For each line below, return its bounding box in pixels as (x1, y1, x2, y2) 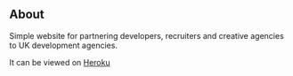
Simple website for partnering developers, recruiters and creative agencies (9, 30, 285, 41)
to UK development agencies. (9, 40, 118, 50)
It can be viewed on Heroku (9, 57, 110, 67)
